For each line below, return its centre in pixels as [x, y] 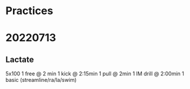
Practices [30, 11]
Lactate [20, 59]
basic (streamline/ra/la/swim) [41, 80]
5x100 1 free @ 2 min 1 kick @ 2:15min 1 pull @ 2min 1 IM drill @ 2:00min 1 [95, 74]
